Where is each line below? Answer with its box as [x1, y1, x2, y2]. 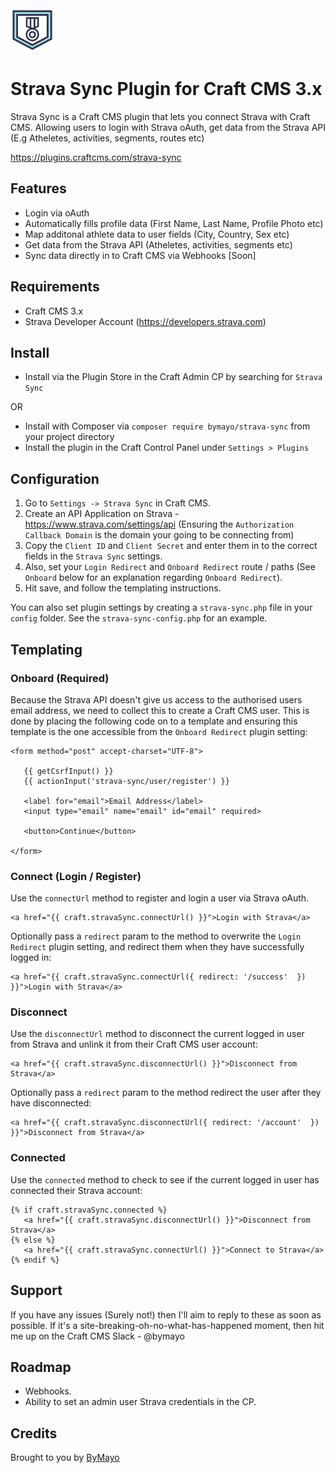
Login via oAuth [24, 207, 90, 219]
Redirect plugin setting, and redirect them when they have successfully [10, 941, 305, 953]
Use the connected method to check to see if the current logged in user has [10, 1173, 320, 1186]
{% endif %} [10, 1255, 60, 1265]
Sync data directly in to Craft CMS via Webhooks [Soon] [24, 249, 257, 261]
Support [10, 1282, 63, 1299]
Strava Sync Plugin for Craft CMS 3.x [10, 78, 323, 101]
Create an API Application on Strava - [24, 508, 180, 520]
